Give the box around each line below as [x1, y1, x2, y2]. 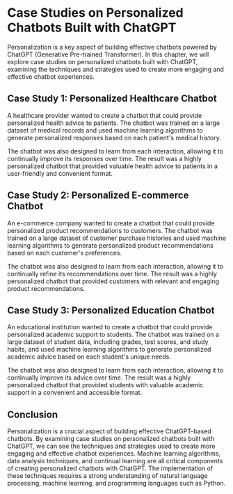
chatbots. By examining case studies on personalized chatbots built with [7, 435, 215, 443]
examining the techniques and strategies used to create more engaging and [7, 65, 225, 73]
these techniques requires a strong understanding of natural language [7, 472, 208, 480]
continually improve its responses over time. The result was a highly [7, 154, 202, 163]
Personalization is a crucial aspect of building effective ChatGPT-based [7, 427, 212, 435]
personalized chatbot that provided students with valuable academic [7, 381, 204, 389]
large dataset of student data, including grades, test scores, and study [7, 338, 209, 346]
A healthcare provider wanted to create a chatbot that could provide [7, 111, 202, 119]
